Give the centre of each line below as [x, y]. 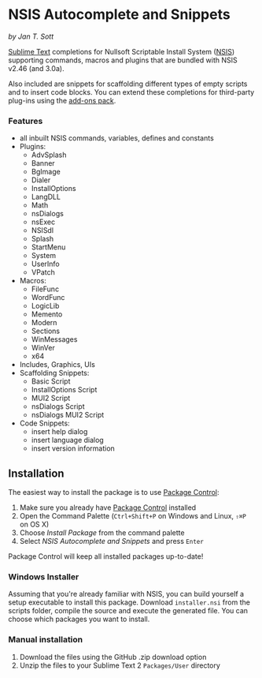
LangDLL [46, 197]
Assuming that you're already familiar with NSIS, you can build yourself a [126, 594]
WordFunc [48, 298]
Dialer [41, 180]
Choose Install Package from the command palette [102, 533]
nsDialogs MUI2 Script [68, 415]
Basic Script [51, 381]
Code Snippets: [44, 423]
